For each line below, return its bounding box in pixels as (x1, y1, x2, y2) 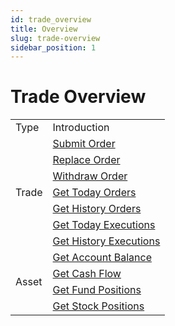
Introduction (52, 121, 110, 135)
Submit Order (52, 137, 116, 151)
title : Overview (10, 24, 78, 34)
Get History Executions (52, 234, 161, 248)
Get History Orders (52, 202, 142, 216)
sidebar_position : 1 (10, 42, 97, 53)
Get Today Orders (52, 186, 137, 200)
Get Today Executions (52, 218, 156, 232)
